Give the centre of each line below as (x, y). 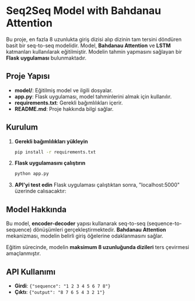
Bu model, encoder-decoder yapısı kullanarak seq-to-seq (76, 223)
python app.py (32, 174)
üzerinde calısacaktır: (40, 191)
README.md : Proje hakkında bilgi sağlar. (64, 108)
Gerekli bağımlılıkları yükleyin (51, 141)
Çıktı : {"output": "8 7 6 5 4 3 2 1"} (60, 292)
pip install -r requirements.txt (55, 152)
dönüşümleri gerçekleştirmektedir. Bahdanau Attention (100, 230)
